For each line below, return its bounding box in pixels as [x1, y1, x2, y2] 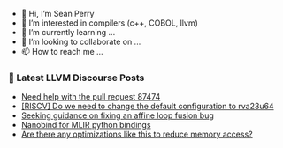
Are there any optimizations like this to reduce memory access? [20, 129, 253, 140]
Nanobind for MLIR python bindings [20, 120, 151, 130]
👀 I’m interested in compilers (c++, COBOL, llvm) [20, 18, 198, 28]
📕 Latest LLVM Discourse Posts [8, 71, 145, 84]
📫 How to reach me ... [20, 47, 103, 56]
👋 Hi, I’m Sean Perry [20, 9, 95, 18]
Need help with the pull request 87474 [20, 92, 161, 102]
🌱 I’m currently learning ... [20, 27, 116, 37]
